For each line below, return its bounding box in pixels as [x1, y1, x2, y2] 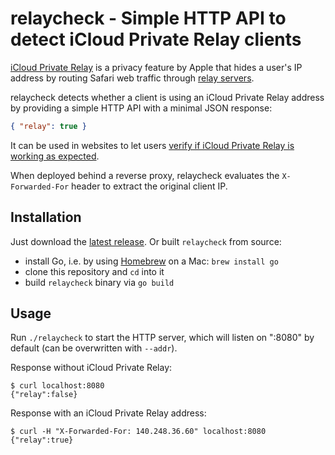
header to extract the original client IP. [71, 180, 228, 192]
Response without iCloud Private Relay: [10, 362, 173, 374]
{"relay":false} [10, 390, 78, 400]
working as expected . [10, 150, 100, 162]
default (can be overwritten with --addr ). [10, 342, 178, 354]
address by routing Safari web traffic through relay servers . [10, 72, 255, 84]
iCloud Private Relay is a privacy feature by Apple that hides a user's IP [10, 61, 303, 73]
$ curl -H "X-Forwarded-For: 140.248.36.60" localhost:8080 [10, 427, 267, 437]
